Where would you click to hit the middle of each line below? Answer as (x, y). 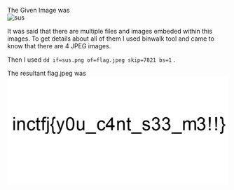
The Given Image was (39, 10)
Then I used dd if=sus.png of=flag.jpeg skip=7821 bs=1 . (91, 60)
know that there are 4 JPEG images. (59, 46)
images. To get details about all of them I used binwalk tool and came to (111, 39)
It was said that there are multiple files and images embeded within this (110, 31)
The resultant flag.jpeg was (47, 73)
